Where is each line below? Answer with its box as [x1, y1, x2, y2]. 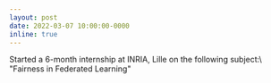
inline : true [9, 29, 58, 38]
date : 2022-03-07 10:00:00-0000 [9, 21, 130, 30]
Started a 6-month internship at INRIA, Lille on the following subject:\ [9, 54, 262, 65]
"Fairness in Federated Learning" [9, 63, 131, 74]
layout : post [9, 12, 58, 22]
